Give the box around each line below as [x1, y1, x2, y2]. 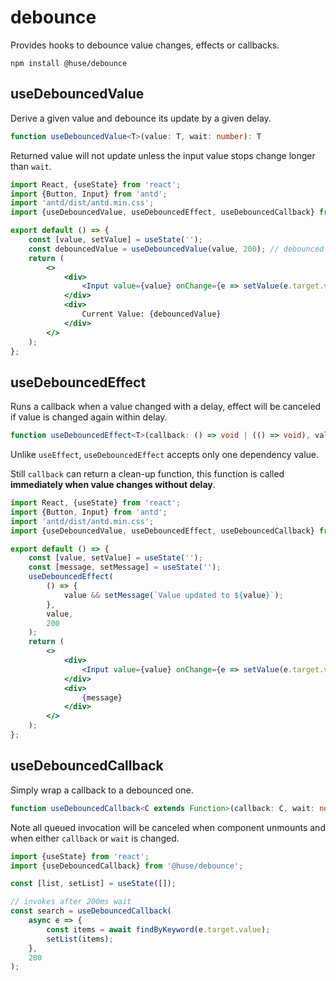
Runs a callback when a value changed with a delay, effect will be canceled [10, 401, 322, 413]
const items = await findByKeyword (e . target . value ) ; [46, 924, 271, 935]
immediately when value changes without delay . [10, 479, 216, 491]
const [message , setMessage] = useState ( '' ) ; [28, 562, 222, 573]
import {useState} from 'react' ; [10, 851, 150, 861]
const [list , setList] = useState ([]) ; [10, 879, 177, 889]
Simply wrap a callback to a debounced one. [10, 784, 194, 796]
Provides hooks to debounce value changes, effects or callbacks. [10, 39, 280, 51]
